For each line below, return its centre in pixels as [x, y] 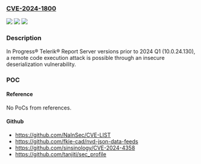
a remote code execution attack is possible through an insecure [86, 57]
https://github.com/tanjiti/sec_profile [61, 154]
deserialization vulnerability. [41, 64]
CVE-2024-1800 [31, 8]
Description [24, 38]
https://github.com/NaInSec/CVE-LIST [63, 135]
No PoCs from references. [39, 108]
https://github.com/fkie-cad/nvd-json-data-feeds [77, 141]
